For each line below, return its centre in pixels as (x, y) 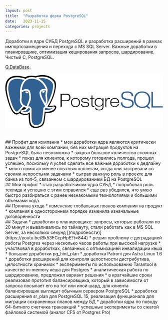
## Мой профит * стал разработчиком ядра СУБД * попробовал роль (79, 184)
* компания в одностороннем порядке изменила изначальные (72, 211)
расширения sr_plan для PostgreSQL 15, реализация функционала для (79, 296)
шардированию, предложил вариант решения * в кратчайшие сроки (79, 275)
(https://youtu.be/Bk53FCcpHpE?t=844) (47, 237)
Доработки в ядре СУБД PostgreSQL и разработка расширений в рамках (84, 41)
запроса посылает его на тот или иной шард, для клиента (67, 285)
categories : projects (28, 27)
